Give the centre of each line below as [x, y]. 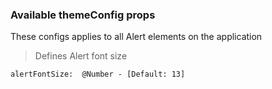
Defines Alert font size [81, 56]
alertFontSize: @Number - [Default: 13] [98, 74]
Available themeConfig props [83, 15]
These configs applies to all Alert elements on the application [136, 37]
